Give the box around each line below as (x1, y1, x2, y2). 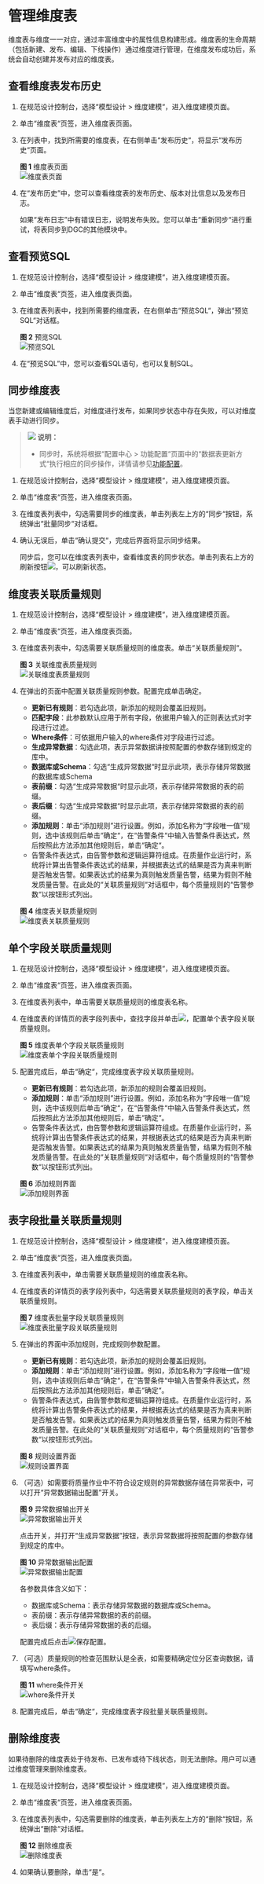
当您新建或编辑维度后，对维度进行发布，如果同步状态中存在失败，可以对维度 (8, 406, 256, 416)
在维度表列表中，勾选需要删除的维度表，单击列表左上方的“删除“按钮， (19, 1814, 247, 1824)
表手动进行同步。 (8, 416, 64, 425)
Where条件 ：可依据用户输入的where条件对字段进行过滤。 (31, 732, 218, 742)
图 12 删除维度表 (19, 1840, 72, 1850)
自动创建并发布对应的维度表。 (21, 54, 119, 64)
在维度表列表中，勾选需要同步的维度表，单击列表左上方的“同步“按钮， (19, 509, 247, 519)
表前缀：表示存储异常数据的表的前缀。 (31, 1610, 156, 1619)
